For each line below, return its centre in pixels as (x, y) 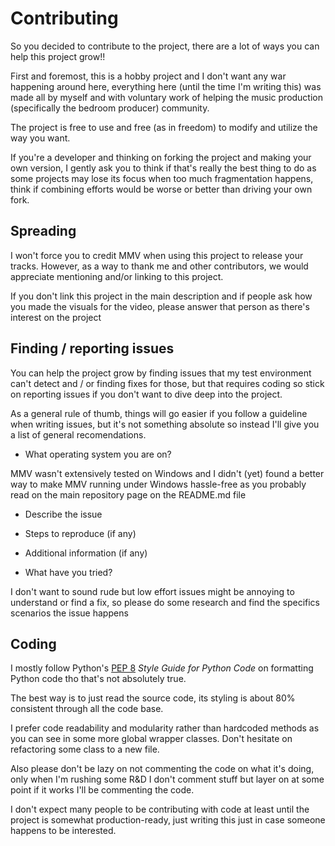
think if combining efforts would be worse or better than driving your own (161, 189)
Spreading (43, 231)
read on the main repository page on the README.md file (128, 494)
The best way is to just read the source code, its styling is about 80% (153, 698)
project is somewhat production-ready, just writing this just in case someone (168, 820)
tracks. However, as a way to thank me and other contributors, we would (159, 266)
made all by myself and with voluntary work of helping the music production (167, 97)
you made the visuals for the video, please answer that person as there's (160, 306)
